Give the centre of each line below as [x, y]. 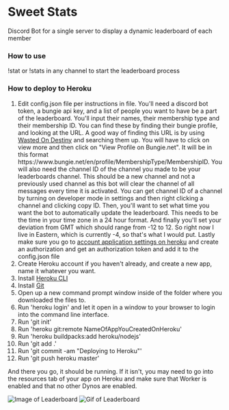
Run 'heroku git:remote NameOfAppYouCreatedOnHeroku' [99, 329]
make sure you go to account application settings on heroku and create [118, 242]
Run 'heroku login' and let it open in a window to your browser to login [117, 307]
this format [33, 154]
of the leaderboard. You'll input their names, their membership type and [119, 118]
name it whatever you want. [57, 270]
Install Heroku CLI [43, 278]
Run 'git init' [35, 322]
